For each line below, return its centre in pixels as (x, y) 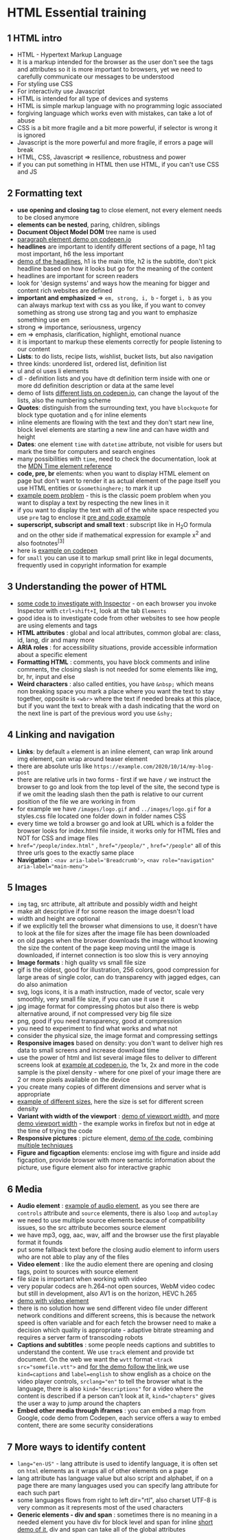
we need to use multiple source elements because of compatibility (111, 1220)
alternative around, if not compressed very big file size (94, 1014)
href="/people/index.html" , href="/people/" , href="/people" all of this (119, 845)
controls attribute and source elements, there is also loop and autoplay (117, 1213)
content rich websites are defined (65, 290)
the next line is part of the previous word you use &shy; (95, 713)
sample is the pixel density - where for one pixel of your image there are (119, 1072)
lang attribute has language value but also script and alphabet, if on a (115, 1478)
